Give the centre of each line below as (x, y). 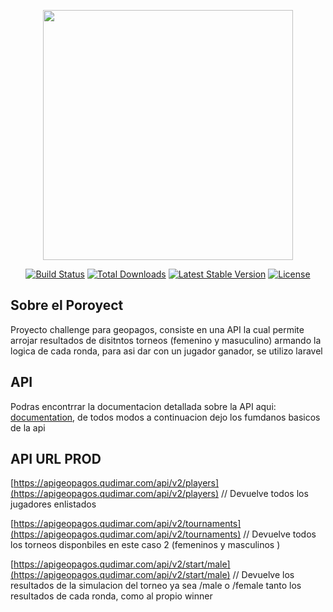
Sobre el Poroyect (67, 305)
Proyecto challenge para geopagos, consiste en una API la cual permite (157, 329)
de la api (28, 427)
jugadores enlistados (53, 504)
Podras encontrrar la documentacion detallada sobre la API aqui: (143, 406)
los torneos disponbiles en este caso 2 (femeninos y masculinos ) (145, 545)
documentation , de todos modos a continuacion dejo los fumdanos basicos (165, 417)
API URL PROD (56, 459)
